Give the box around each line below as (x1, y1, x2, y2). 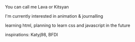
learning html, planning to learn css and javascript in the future (5, 22, 130, 28)
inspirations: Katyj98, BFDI (5, 32, 58, 37)
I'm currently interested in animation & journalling (5, 13, 103, 19)
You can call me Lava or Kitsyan (5, 4, 69, 10)
